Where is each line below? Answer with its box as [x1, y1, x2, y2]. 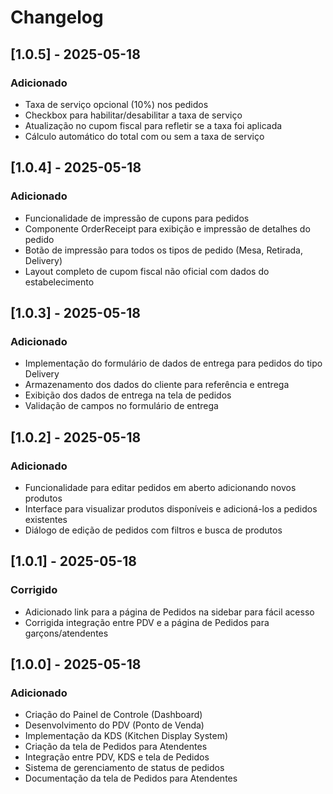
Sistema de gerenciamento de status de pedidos [24, 762, 225, 774]
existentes [24, 513, 68, 525]
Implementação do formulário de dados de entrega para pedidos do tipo [24, 357, 323, 370]
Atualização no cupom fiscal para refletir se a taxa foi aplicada [24, 119, 283, 131]
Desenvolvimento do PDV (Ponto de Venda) [24, 719, 205, 731]
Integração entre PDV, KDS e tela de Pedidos [24, 751, 210, 763]
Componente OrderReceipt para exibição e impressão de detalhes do [24, 222, 311, 235]
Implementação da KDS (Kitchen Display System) [24, 730, 229, 742]
